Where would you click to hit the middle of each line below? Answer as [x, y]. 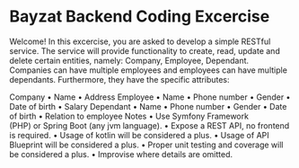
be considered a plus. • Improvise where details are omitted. [121, 154]
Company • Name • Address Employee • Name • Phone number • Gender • [150, 97]
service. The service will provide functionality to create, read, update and [145, 50]
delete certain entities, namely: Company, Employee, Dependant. [129, 60]
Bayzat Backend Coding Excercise [140, 17]
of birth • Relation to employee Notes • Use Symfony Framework [129, 116]
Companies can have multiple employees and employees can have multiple [148, 70]
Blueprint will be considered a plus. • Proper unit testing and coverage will [146, 145]
